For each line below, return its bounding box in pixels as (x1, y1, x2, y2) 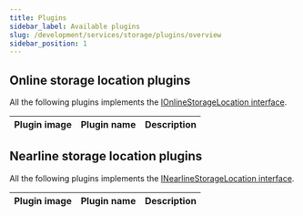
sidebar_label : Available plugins (9, 22, 141, 31)
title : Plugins (9, 13, 67, 23)
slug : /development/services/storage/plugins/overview (9, 30, 222, 39)
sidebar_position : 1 (9, 38, 88, 48)
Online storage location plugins (9, 72, 191, 87)
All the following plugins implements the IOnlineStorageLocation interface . (9, 97, 288, 108)
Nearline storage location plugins (9, 149, 203, 164)
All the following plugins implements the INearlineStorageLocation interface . (9, 172, 295, 183)
